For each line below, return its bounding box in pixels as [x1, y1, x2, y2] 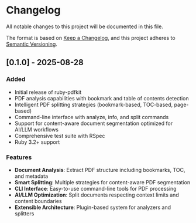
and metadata [14, 173, 49, 180]
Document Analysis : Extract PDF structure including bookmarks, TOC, [14, 166, 185, 173]
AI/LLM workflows [14, 126, 59, 133]
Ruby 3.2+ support [14, 138, 60, 146]
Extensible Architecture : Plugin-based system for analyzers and [14, 204, 171, 211]
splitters [14, 210, 35, 217]
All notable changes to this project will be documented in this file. [6, 23, 164, 30]
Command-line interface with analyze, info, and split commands [14, 113, 169, 120]
